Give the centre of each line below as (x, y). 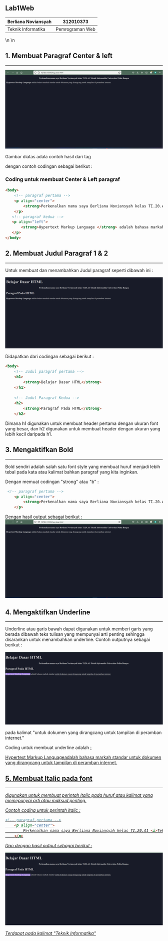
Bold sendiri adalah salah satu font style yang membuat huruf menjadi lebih (83, 466)
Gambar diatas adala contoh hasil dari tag (48, 156)
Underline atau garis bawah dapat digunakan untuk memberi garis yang (79, 629)
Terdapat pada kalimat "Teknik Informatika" (50, 933)
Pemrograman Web (76, 29)
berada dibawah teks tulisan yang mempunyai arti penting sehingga (75, 634)
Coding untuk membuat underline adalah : (48, 748)
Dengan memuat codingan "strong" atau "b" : (52, 482)
